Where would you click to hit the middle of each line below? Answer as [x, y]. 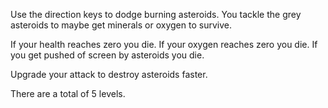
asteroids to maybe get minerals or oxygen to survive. [121, 25]
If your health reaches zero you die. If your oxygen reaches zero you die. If [164, 44]
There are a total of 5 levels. [68, 93]
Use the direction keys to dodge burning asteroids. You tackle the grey [156, 14]
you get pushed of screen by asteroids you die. [107, 55]
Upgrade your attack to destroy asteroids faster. [109, 74]
